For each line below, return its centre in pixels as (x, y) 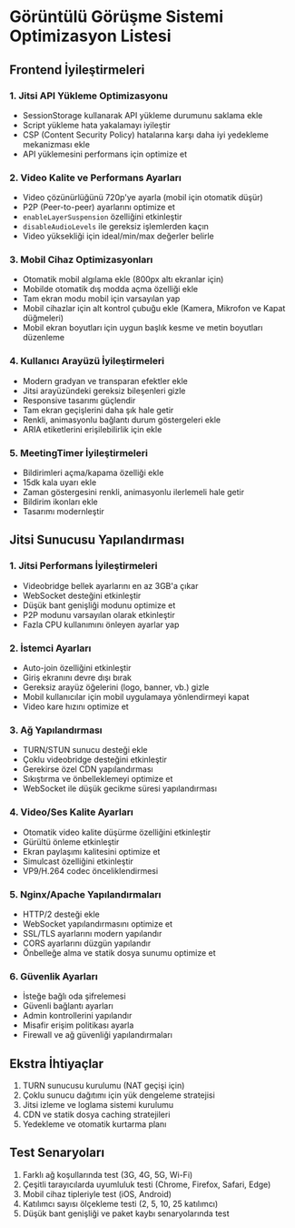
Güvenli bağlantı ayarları (68, 1006)
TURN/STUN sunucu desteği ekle (85, 750)
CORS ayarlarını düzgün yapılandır (87, 943)
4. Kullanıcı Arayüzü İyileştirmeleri (87, 361)
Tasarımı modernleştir (63, 512)
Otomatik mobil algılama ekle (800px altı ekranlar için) (123, 279)
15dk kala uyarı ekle (59, 482)
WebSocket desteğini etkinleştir (82, 595)
